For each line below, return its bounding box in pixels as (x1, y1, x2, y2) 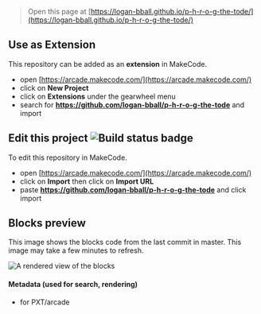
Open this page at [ (27, 7, 92, 16)
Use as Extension (8, 38, 96, 52)
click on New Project (19, 83, 89, 92)
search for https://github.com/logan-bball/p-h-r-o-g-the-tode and (19, 99, 245, 110)
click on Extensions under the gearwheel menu (19, 91, 177, 101)
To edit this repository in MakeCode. (8, 153, 127, 162)
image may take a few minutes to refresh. (8, 246, 144, 255)
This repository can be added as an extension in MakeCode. (8, 59, 208, 68)
